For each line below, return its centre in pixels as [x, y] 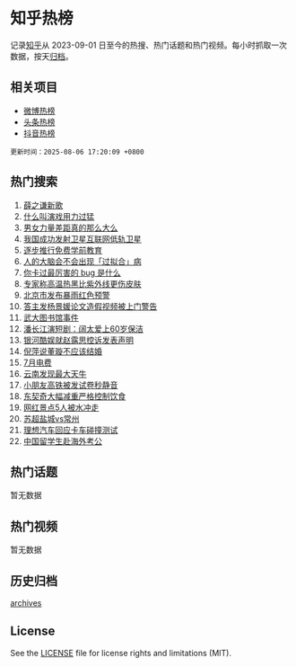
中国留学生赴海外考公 [62, 440]
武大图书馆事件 [51, 317]
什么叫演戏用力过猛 [59, 216]
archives [26, 603]
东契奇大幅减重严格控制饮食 [74, 396]
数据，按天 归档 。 [42, 56]
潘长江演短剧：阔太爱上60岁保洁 [83, 328]
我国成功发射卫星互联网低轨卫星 [82, 238]
